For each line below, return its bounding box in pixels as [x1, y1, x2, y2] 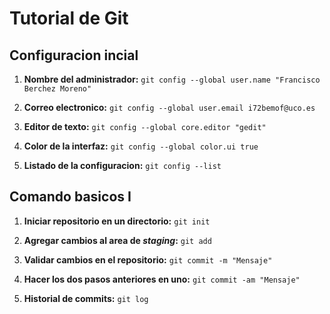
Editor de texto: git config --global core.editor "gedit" [23, 121, 267, 132]
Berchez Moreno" [23, 84, 92, 94]
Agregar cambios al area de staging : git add [23, 234, 212, 246]
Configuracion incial [9, 47, 139, 64]
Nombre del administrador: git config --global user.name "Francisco [23, 73, 321, 85]
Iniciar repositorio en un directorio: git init [23, 215, 211, 227]
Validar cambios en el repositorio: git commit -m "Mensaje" [23, 253, 273, 266]
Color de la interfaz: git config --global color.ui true [23, 140, 259, 152]
